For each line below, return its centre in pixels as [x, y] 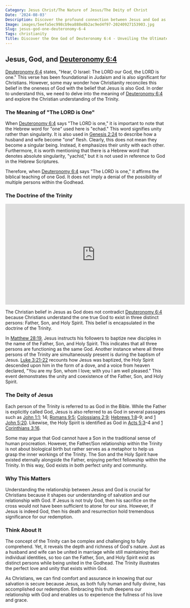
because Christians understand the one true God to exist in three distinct [82, 318]
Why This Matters [28, 478]
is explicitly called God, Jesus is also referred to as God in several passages [85, 412]
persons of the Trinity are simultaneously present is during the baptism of [83, 354]
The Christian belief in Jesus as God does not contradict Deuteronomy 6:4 [84, 312]
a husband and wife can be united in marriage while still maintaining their [82, 552]
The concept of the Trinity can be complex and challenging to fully [76, 541]
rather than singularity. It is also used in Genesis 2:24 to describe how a [81, 134]
